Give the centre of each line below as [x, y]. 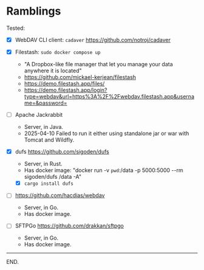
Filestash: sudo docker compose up [58, 52]
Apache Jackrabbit [39, 115]
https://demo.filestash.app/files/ [64, 84]
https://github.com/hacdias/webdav [60, 195]
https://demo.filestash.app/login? [66, 90]
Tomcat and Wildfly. [49, 140]
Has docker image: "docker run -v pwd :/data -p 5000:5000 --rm [104, 170]
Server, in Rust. [43, 164]
